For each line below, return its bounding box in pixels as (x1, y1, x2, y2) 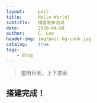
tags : (6, 47, 20, 53)
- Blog (17, 52, 33, 58)
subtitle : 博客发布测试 (6, 19, 65, 25)
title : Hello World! (6, 14, 70, 20)
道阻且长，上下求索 (20, 69, 68, 77)
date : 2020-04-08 (6, 25, 65, 31)
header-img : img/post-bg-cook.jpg (6, 36, 92, 42)
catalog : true (6, 42, 49, 48)
